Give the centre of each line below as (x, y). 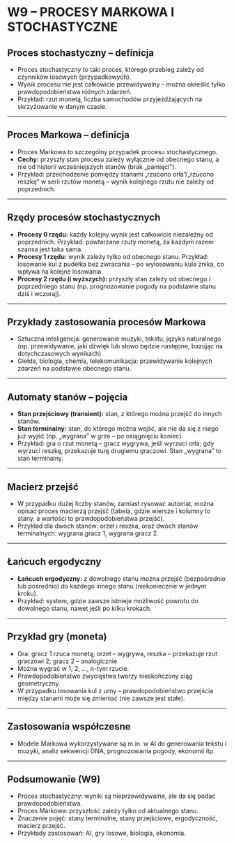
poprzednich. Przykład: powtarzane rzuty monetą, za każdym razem (115, 242)
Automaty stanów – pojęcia (68, 397)
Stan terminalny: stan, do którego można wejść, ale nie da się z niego (118, 429)
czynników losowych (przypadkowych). (74, 77)
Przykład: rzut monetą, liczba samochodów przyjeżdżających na (110, 99)
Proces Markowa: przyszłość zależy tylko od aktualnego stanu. (108, 811)
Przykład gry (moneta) (57, 637)
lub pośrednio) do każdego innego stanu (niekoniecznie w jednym (112, 586)
